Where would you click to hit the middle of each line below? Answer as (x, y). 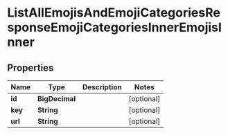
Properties (30, 67)
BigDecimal (56, 99)
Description (102, 87)
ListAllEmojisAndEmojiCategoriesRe (114, 13)
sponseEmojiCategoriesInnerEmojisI (114, 27)
